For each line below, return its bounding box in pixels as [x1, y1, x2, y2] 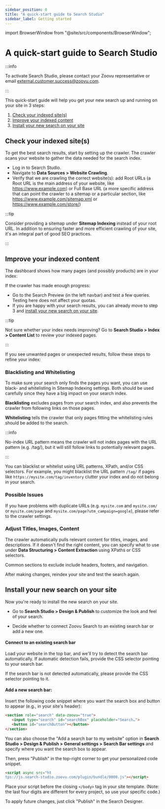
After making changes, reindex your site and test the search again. [5, 571, 140, 577]
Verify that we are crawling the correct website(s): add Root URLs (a [12, 175, 151, 181]
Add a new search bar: [5, 687, 53, 693]
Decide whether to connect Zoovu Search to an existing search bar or [12, 623, 154, 629]
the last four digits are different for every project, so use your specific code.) [5, 789, 161, 795]
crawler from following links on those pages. [5, 405, 96, 411]
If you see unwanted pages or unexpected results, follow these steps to [5, 351, 151, 357]
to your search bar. [5, 661, 44, 667]
